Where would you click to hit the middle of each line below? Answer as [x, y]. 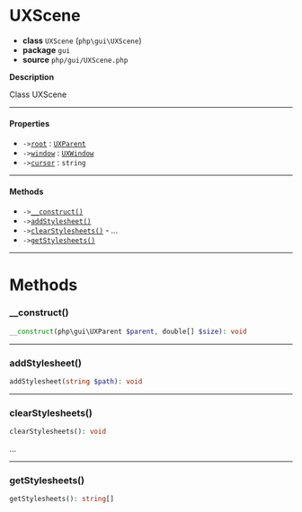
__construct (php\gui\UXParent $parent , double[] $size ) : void [128, 331]
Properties [30, 123]
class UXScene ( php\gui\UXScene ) [82, 40]
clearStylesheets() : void [58, 432]
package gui [46, 49]
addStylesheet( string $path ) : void [76, 382]
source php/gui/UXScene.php [75, 59]
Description [32, 76]
